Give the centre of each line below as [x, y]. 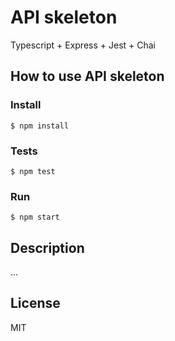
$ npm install [40, 126]
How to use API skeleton [87, 76]
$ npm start [35, 217]
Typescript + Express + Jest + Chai [83, 45]
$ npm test [33, 171]
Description [47, 247]
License [35, 303]
